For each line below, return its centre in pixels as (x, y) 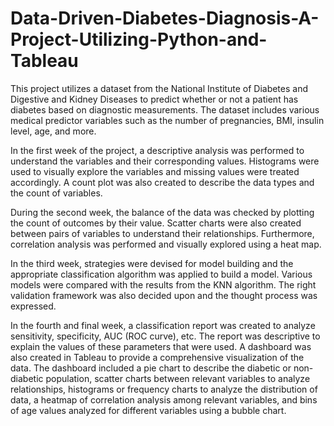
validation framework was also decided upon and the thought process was (164, 295)
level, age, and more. (53, 131)
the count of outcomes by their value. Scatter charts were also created (156, 223)
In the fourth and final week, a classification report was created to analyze (163, 325)
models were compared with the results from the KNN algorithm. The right (163, 284)
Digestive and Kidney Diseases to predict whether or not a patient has (154, 99)
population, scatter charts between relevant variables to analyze (178, 378)
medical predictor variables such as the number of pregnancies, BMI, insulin (167, 120)
